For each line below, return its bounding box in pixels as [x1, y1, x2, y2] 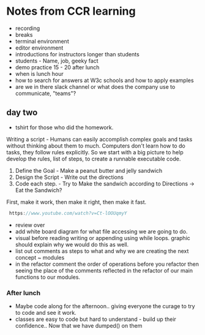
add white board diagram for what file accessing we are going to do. [15, 228, 188, 235]
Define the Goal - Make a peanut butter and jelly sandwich [15, 167, 163, 174]
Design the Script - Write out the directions [15, 173, 124, 181]
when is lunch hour [15, 70, 64, 77]
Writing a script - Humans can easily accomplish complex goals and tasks [6, 135, 193, 143]
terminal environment [15, 37, 69, 45]
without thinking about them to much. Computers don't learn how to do [6, 142, 185, 149]
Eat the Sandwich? [15, 186, 62, 194]
